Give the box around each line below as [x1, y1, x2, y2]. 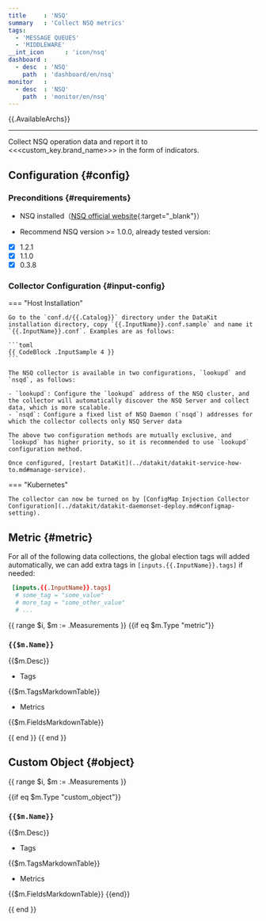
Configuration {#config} [8, 168, 131, 182]
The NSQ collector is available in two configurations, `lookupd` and [8, 369, 246, 377]
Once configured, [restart [8, 459, 97, 467]
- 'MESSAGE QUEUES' [15, 33, 80, 42]
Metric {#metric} [8, 531, 93, 544]
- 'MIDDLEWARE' [15, 41, 66, 49]
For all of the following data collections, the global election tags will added [8, 552, 250, 561]
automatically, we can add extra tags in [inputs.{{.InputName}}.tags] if [8, 560, 243, 570]
